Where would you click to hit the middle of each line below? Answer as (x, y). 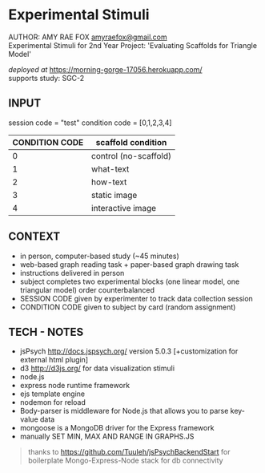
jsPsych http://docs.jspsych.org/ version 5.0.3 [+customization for (129, 351)
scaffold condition (131, 142)
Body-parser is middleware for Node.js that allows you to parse (124, 411)
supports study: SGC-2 (46, 78)
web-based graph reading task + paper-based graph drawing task (129, 264)
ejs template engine (52, 394)
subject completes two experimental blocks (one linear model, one (130, 281)
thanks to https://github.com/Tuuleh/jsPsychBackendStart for (129, 452)
